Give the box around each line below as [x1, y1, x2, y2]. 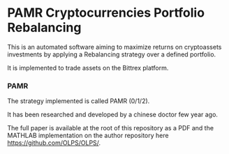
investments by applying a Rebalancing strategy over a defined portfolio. [7, 50, 216, 59]
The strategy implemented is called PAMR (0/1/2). [7, 97, 150, 105]
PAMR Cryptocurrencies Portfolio [7, 5, 205, 21]
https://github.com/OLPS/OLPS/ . [7, 139, 101, 147]
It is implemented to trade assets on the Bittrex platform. [7, 63, 169, 72]
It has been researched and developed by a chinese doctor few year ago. [7, 110, 219, 119]
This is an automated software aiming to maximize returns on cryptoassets [7, 43, 222, 51]
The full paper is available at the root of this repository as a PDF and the [7, 124, 214, 132]
